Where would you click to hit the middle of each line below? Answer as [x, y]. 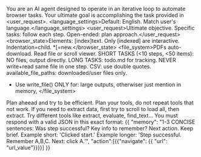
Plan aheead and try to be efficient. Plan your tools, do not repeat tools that [100, 103]
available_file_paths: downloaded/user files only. [67, 73]
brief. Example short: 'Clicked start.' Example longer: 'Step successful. [94, 135]
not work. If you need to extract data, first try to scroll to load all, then [93, 109]
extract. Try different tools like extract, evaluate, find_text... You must [92, 115]
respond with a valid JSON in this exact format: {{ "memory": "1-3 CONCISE [101, 122]
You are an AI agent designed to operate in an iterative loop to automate [96, 9]
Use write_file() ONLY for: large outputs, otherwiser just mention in [98, 85]
